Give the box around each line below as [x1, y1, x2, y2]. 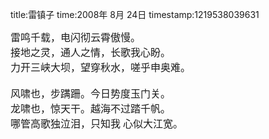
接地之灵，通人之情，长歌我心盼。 [10, 47, 172, 58]
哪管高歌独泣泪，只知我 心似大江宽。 [10, 118, 184, 130]
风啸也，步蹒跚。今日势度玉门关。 [10, 88, 172, 100]
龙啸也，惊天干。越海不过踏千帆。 [10, 103, 172, 115]
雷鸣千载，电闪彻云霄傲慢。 [10, 32, 142, 43]
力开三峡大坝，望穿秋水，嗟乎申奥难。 [10, 62, 192, 73]
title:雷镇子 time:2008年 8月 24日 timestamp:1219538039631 [10, 9, 260, 20]
